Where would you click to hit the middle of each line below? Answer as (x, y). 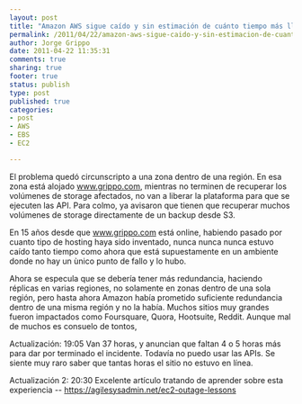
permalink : (30, 34)
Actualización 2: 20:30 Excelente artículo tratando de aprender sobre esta (147, 380)
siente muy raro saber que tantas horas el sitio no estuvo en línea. (131, 363)
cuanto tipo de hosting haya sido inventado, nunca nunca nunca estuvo (142, 242)
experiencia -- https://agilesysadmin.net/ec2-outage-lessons (123, 390)
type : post (30, 93)
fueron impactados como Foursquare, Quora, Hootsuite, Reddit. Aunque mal (150, 317)
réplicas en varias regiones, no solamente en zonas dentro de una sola (140, 288)
